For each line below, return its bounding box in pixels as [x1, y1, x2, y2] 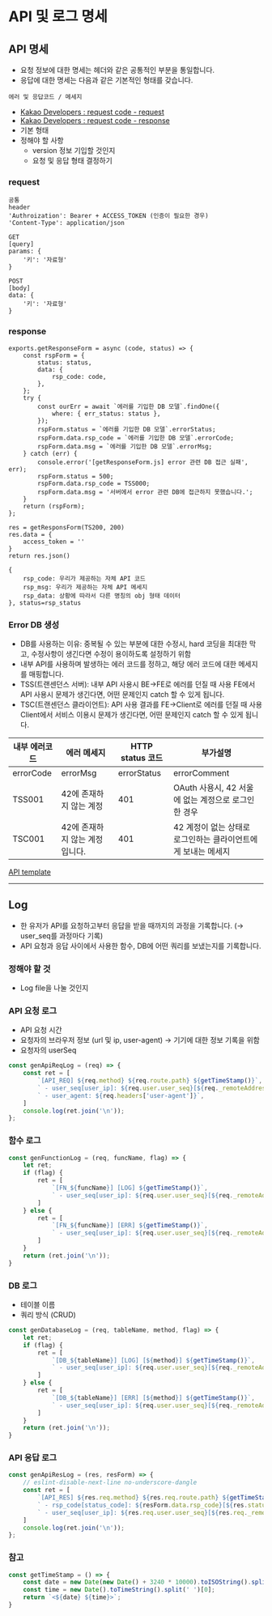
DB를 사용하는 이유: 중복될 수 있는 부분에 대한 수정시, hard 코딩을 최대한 [19, 639, 248, 649]
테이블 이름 [19, 1300, 56, 1310]
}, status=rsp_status [8, 598, 82, 607]
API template [8, 867, 51, 877]
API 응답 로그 [8, 1452, 57, 1464]
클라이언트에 [212, 833, 258, 844]
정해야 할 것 [8, 963, 51, 974]
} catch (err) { [23, 449, 79, 457]
